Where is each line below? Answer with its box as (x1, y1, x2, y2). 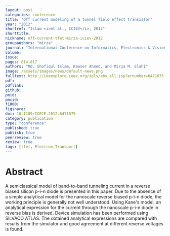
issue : (5, 54, 19, 60)
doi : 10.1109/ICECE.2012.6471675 (5, 111, 76, 117)
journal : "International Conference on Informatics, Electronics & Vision (5, 45, 166, 50)
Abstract (5, 166, 43, 178)
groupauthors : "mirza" (5, 41, 53, 46)
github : (5, 87, 22, 93)
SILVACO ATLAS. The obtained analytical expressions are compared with (5, 215, 157, 221)
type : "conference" (5, 120, 47, 126)
